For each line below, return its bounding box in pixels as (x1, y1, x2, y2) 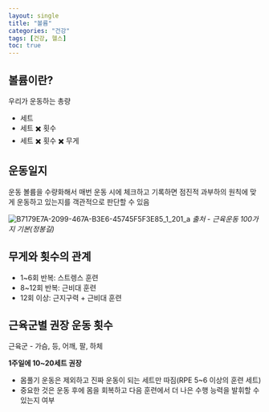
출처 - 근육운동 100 (192, 214, 253, 223)
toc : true (8, 42, 42, 50)
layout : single (8, 11, 59, 20)
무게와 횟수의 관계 (8, 250, 92, 263)
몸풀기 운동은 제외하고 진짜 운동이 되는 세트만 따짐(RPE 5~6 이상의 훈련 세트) (19, 375, 262, 385)
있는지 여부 (19, 395, 55, 406)
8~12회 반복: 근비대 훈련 (19, 283, 96, 292)
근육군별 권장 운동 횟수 (8, 318, 114, 332)
